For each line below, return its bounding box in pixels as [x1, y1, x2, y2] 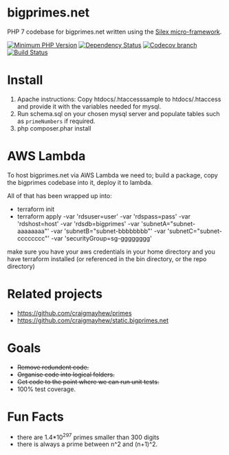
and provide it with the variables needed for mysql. [17, 102, 162, 111]
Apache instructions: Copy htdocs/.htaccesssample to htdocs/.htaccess [17, 95, 221, 103]
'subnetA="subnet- [140, 219, 196, 227]
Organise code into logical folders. [17, 370, 115, 379]
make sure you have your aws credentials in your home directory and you [7, 247, 215, 256]
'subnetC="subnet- [167, 227, 222, 235]
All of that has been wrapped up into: [7, 191, 112, 200]
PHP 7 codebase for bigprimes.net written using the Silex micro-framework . [7, 27, 222, 36]
